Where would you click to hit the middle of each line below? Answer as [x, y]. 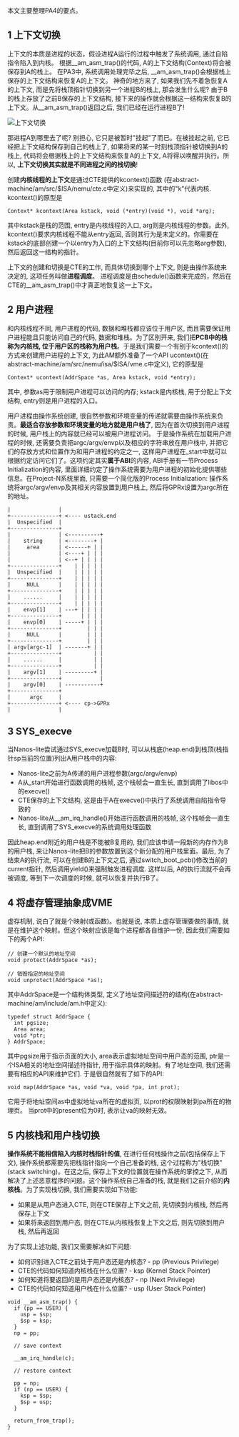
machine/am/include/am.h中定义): [57, 1003]
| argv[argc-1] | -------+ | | [55, 647]
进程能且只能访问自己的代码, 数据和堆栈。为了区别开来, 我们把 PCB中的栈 [120, 337]
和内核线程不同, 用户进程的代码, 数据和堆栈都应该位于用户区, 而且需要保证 [116, 328]
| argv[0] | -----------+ [55, 684]
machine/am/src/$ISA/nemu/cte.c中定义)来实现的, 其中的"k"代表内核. [110, 189]
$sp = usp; [36, 1402]
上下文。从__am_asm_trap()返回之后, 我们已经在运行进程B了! [96, 107]
